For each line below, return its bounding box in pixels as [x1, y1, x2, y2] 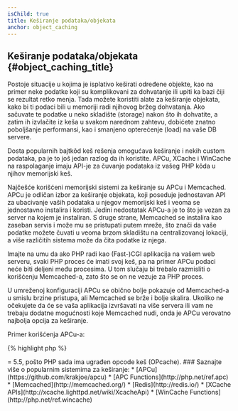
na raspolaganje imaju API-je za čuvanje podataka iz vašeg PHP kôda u [7, 161, 216, 171]
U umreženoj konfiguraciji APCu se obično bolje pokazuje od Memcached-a [7, 286, 229, 295]
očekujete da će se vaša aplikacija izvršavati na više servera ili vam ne [7, 301, 213, 310]
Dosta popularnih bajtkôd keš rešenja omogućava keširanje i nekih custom [7, 146, 225, 155]
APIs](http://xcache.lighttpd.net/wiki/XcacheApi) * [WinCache [7, 388, 188, 397]
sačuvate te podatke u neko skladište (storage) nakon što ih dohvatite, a [7, 110, 218, 119]
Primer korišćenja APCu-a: [7, 330, 85, 338]
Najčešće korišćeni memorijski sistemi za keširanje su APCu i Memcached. [7, 183, 227, 192]
